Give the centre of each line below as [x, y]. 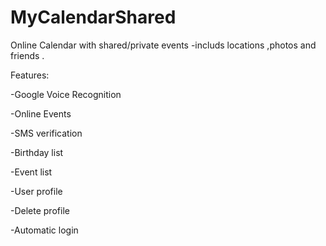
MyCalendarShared [93, 17]
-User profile [36, 191]
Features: [30, 75]
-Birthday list [37, 152]
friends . [27, 55]
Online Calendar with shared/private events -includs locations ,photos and [163, 45]
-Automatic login [44, 230]
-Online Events [41, 113]
